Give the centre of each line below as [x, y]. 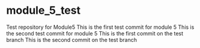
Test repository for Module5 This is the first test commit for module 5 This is [100, 27]
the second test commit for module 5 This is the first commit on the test [95, 33]
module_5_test [44, 10]
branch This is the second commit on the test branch [71, 40]
